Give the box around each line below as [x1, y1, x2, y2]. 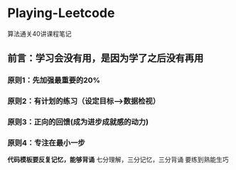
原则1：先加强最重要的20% [7, 75, 101, 85]
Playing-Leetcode [7, 5, 115, 21]
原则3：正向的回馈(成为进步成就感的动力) [7, 117, 149, 127]
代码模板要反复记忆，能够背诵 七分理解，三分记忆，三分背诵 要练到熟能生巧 [7, 155, 229, 164]
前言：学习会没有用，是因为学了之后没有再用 [7, 52, 204, 65]
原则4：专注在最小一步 [7, 138, 85, 148]
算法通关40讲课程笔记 [7, 29, 72, 38]
